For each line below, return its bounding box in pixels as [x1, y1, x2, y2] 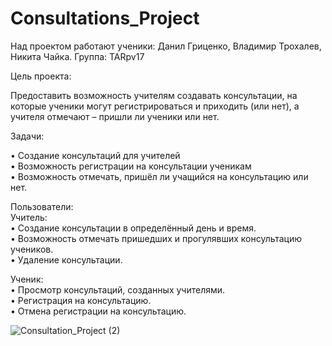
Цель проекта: [10, 70, 72, 82]
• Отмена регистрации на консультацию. [10, 305, 187, 317]
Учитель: [10, 211, 48, 223]
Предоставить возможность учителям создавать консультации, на [10, 89, 298, 101]
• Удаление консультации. [10, 253, 123, 266]
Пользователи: [10, 200, 74, 212]
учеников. [10, 243, 54, 255]
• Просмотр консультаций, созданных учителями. [10, 283, 226, 296]
